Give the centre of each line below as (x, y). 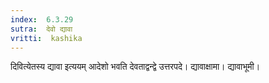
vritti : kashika (46, 38)
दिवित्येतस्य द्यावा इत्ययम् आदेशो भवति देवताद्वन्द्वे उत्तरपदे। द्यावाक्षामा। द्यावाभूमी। (135, 67)
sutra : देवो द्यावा (41, 29)
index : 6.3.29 (42, 19)
